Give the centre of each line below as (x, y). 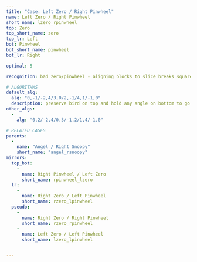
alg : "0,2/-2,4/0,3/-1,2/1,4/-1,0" (60, 120)
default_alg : (22, 93)
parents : (17, 136)
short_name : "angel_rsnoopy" (52, 152)
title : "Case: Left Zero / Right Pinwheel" (60, 11)
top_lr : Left (22, 39)
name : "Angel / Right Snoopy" (54, 147)
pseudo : (21, 207)
